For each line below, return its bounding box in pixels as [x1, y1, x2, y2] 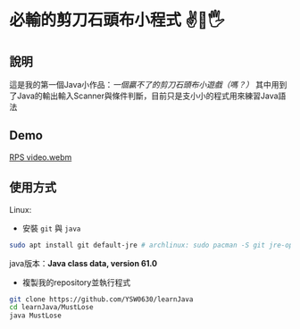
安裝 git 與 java [21, 223, 81, 233]
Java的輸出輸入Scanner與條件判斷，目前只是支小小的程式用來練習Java [16, 90, 279, 101]
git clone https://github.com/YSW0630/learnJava [9, 294, 194, 304]
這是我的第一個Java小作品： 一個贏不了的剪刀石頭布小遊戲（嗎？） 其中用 [9, 80, 279, 89]
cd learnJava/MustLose [9, 303, 94, 312]
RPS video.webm [9, 151, 72, 163]
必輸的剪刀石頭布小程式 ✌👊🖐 [9, 10, 225, 30]
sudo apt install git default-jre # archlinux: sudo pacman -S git [9, 240, 266, 249]
